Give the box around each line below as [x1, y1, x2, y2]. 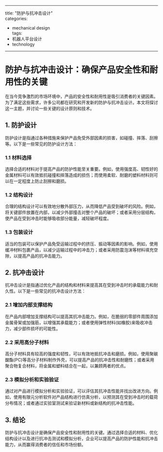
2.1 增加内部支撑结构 [5, 301, 53, 308]
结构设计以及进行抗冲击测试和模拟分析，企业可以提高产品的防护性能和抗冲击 [5, 436, 158, 441]
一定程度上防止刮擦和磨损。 [13, 178, 69, 184]
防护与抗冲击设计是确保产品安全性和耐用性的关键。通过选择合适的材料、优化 [5, 430, 158, 436]
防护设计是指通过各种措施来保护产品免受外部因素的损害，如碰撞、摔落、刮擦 [5, 135, 158, 140]
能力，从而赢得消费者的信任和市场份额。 [5, 442, 86, 448]
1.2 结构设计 [5, 191, 33, 198]
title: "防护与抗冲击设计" [5, 10, 53, 16]
